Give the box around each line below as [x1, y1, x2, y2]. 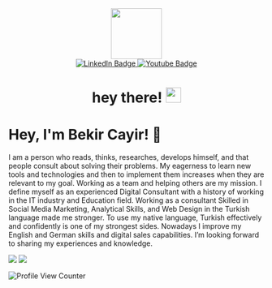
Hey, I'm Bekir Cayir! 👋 [8, 126, 162, 144]
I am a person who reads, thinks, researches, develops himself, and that [8, 153, 249, 162]
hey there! [92, 88, 162, 107]
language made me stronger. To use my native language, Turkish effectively [8, 213, 262, 222]
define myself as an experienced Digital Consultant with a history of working [8, 187, 264, 197]
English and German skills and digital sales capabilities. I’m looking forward [8, 230, 260, 240]
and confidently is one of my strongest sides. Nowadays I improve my [8, 221, 242, 231]
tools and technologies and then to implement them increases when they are [8, 170, 265, 179]
